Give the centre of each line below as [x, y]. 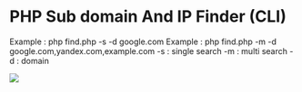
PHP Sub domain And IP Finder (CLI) [148, 17]
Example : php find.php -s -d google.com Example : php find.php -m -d [143, 41]
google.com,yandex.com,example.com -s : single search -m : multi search [149, 51]
